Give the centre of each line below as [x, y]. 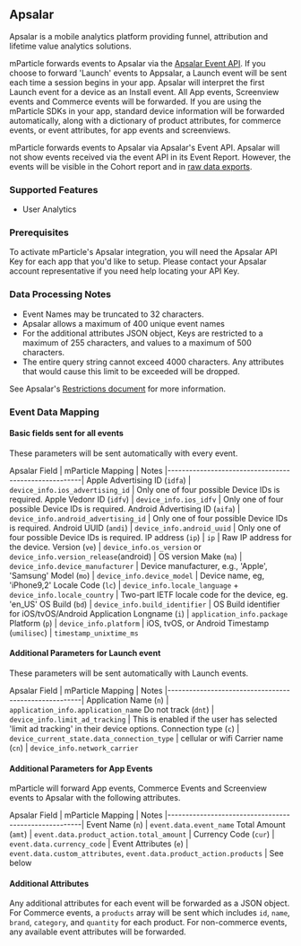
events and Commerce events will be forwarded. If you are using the [135, 101]
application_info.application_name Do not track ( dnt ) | [112, 710]
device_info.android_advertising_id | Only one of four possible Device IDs [149, 518]
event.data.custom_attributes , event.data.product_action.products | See [146, 854]
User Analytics [49, 209]
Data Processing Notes [60, 294]
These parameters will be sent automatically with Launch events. [129, 673]
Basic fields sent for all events [66, 434]
